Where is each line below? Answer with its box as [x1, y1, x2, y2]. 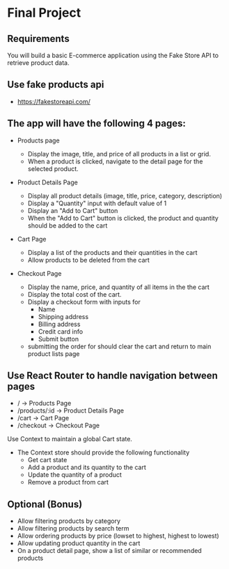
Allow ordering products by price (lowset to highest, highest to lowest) [17, 532, 219, 540]
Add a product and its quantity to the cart [27, 463, 146, 472]
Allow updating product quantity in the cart [17, 539, 141, 547]
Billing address [38, 320, 81, 328]
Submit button [38, 334, 79, 343]
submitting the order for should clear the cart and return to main [27, 342, 212, 350]
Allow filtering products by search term [17, 524, 130, 533]
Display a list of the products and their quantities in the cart [27, 248, 198, 256]
